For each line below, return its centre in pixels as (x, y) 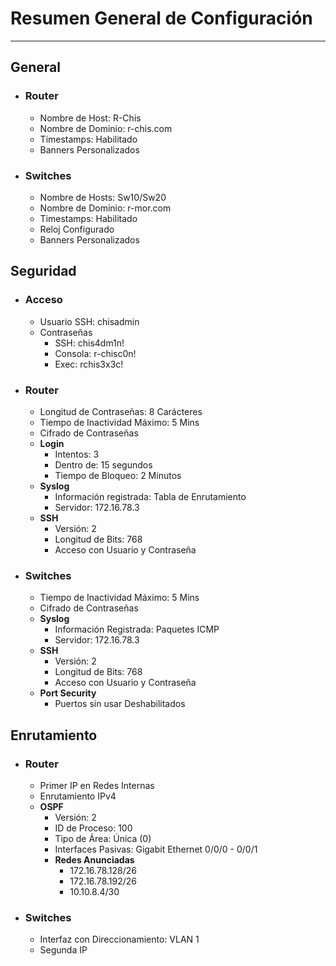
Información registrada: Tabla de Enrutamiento (150, 496)
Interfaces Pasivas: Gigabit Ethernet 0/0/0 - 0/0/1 (156, 849)
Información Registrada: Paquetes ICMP (137, 629)
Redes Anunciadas (94, 859)
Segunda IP (63, 950)
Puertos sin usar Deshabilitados (120, 704)
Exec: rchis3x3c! (89, 364)
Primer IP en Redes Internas (97, 785)
